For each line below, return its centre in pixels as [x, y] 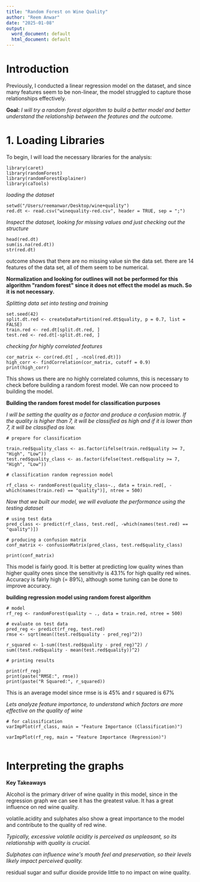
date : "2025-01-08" [30, 23]
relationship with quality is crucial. [48, 843]
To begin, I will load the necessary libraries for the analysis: [79, 157]
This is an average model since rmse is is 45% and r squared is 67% [90, 692]
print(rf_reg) [24, 671]
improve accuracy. [29, 585]
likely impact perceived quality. [44, 860]
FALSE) [14, 324]
